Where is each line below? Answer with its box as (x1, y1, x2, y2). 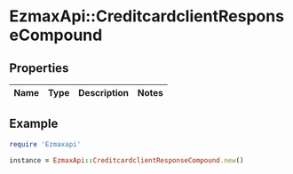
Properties (9, 60, 69, 75)
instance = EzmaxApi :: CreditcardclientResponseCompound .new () (9, 155, 244, 165)
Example (9, 116, 59, 131)
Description (78, 87, 129, 99)
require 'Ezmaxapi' (9, 139, 82, 148)
